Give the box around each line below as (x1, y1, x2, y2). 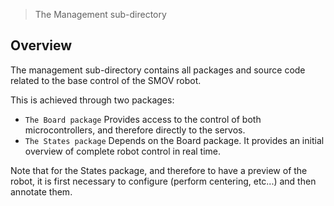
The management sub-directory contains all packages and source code (10, 64, 306, 76)
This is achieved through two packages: (10, 94, 175, 106)
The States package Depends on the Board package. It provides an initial (24, 134, 325, 146)
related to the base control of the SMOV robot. (10, 74, 202, 86)
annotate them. (10, 185, 73, 198)
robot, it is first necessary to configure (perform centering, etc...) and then (10, 175, 317, 187)
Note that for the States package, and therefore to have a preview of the (10, 164, 308, 176)
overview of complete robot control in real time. (24, 145, 222, 157)
